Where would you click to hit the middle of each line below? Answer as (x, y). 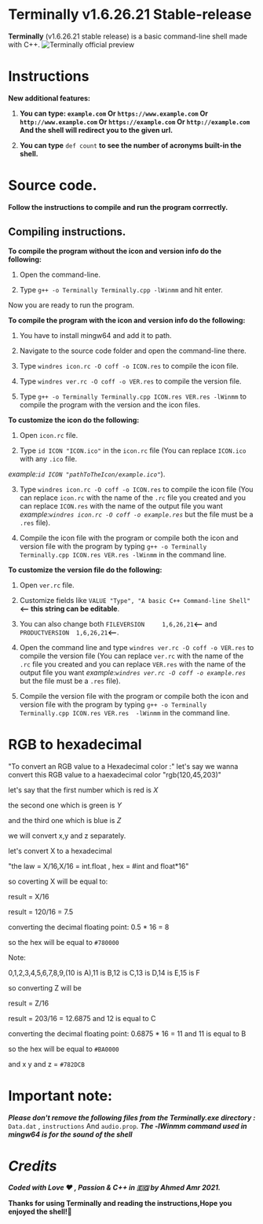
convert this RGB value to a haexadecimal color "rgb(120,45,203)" (115, 774)
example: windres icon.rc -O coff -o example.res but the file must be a (136, 514)
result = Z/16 (29, 1003)
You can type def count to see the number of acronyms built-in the (130, 145)
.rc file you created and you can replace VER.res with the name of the (132, 664)
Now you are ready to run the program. (71, 305)
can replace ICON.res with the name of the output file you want (121, 505)
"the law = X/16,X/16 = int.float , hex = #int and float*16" (99, 866)
